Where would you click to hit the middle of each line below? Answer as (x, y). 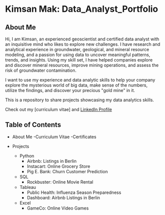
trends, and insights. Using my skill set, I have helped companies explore (79, 60)
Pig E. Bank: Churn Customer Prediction (67, 171)
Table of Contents (33, 125)
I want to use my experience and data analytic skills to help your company (80, 80)
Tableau (28, 187)
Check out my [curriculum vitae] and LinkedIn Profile (59, 109)
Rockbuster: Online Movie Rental (60, 182)
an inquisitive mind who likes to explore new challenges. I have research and (83, 44)
